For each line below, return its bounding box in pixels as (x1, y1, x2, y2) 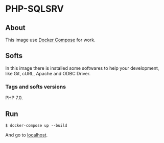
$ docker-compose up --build (5, 123, 67, 128)
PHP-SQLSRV (5, 3, 64, 15)
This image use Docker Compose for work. (5, 37, 96, 43)
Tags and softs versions (5, 83, 66, 90)
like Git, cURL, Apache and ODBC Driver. (5, 70, 91, 76)
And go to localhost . (5, 132, 48, 138)
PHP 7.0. (5, 95, 23, 101)
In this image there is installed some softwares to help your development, (5, 65, 159, 71)
